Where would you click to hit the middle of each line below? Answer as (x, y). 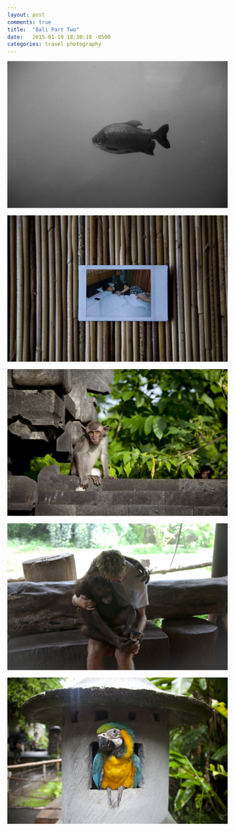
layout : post (26, 15)
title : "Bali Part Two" (43, 29)
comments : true (29, 22)
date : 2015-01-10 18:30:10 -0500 (59, 37)
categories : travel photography (54, 44)
